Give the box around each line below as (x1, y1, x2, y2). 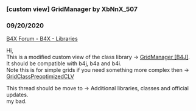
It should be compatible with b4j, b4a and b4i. (6, 60, 122, 67)
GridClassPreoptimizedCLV (6, 73, 74, 81)
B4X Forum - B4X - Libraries (6, 35, 78, 43)
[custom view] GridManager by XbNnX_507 (6, 5, 138, 13)
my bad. (6, 98, 27, 105)
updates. (6, 91, 29, 99)
